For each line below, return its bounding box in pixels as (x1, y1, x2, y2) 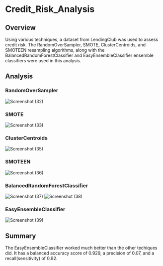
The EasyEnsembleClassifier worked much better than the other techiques (5, 245, 158, 251)
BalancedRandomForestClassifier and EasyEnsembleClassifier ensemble (5, 52, 154, 58)
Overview (5, 23, 36, 32)
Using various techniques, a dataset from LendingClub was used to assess (5, 36, 158, 42)
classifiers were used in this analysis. (5, 58, 81, 63)
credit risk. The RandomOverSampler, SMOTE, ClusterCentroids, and (5, 42, 146, 48)
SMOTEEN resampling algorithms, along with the (5, 47, 105, 53)
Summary (5, 232, 36, 240)
